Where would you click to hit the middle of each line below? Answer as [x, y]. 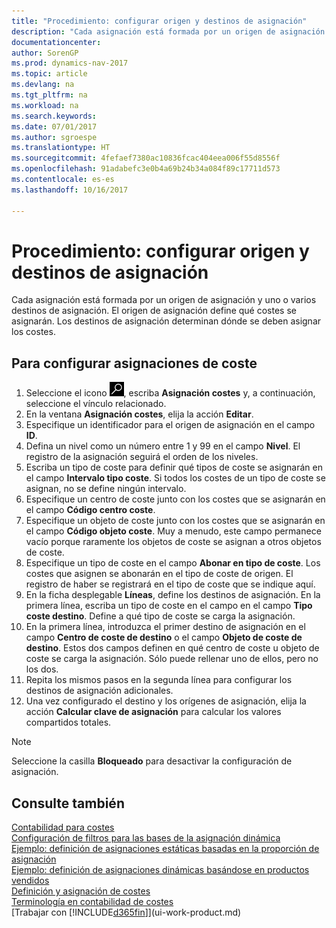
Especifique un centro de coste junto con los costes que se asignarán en [175, 499]
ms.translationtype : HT [61, 148]
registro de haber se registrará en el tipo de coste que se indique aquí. [170, 584]
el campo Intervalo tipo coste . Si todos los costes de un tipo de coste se [175, 478]
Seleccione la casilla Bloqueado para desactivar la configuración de [152, 761]
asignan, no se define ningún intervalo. [106, 489]
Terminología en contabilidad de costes [92, 902]
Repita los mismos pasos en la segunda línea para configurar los [159, 680]
